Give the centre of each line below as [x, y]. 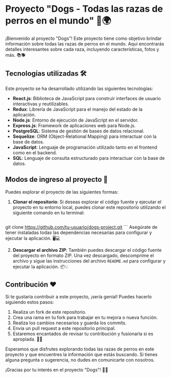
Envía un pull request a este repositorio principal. [64, 328]
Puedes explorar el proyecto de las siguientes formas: [62, 192]
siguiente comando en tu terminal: [48, 212]
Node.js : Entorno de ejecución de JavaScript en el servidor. [76, 120]
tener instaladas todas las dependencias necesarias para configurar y [79, 232]
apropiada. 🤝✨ [28, 339]
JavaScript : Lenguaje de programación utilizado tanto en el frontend [85, 147]
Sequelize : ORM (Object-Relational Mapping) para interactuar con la [84, 136]
